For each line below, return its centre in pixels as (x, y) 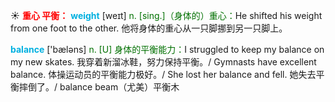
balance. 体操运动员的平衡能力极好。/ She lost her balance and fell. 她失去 (163, 74)
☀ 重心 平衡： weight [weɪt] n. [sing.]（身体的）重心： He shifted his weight (166, 15)
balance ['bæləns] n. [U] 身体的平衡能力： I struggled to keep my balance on (167, 49)
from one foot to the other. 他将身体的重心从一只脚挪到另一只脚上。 (149, 28)
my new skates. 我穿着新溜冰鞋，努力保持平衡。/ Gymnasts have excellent (163, 62)
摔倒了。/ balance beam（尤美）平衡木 (99, 87)
